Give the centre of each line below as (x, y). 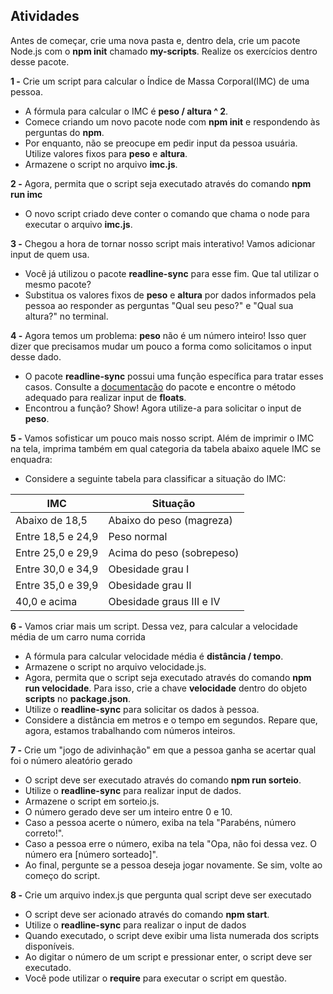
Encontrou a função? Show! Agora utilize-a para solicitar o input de (163, 408)
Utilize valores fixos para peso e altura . (106, 153)
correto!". (44, 833)
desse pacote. (40, 61)
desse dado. (36, 356)
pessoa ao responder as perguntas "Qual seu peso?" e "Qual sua (159, 305)
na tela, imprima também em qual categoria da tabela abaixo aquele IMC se (166, 448)
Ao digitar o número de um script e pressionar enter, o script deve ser (168, 956)
